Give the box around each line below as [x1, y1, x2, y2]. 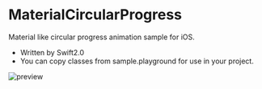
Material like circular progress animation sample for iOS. [8, 32, 196, 42]
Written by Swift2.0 [19, 47, 85, 57]
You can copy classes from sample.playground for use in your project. [19, 56, 255, 66]
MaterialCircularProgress [8, 6, 183, 24]
